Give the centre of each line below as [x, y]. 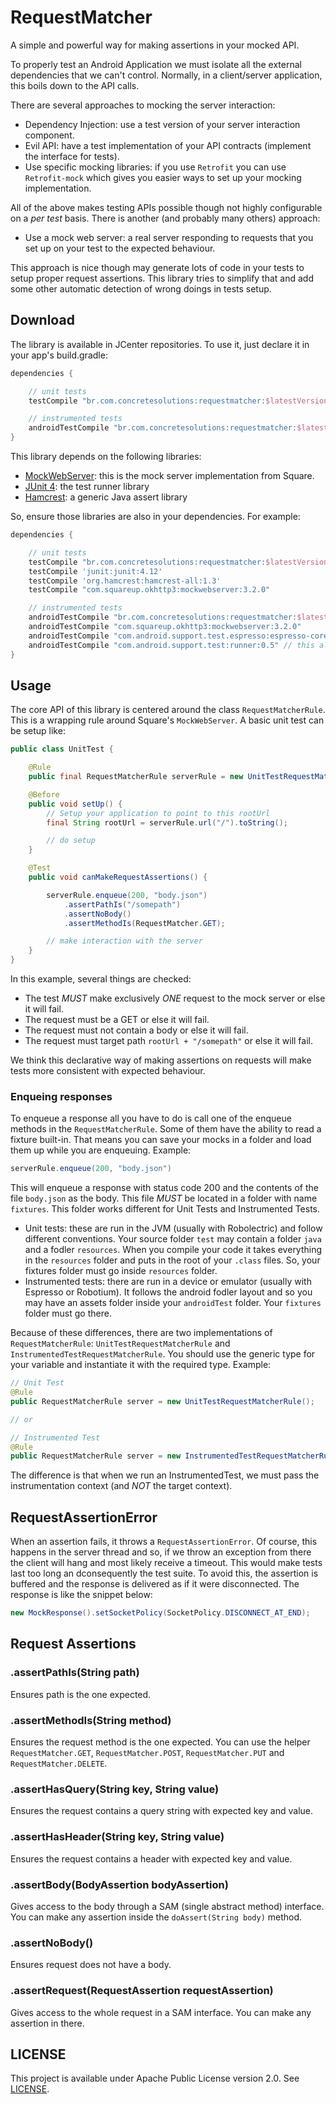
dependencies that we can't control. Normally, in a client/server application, [166, 75]
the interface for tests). [72, 156]
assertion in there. [47, 2023]
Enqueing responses [61, 1096]
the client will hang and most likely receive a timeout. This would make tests [166, 1563]
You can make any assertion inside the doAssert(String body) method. [156, 1917]
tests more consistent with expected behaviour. [108, 1071]
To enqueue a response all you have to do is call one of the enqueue [151, 1118]
